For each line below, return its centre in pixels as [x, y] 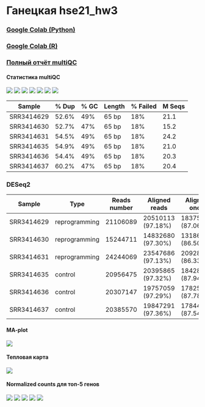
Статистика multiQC [33, 77]
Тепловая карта [27, 357]
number [121, 208]
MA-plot [17, 330]
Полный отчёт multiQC [42, 62]
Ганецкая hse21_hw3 [62, 11]
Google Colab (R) [32, 46]
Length [114, 106]
